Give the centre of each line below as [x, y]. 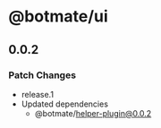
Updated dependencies [65, 104]
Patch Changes [42, 75]
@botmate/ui [58, 17]
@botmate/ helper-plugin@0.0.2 [93, 113]
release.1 [38, 94]
